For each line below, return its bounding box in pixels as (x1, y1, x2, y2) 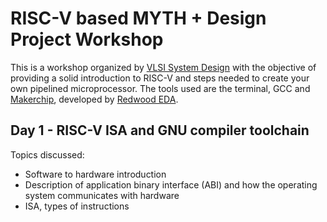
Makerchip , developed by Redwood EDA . (10, 93, 179, 105)
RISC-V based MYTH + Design (10, 7, 267, 30)
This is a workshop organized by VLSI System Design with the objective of (10, 61, 317, 73)
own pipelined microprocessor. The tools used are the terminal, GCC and (10, 82, 311, 94)
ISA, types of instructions (24, 200, 130, 212)
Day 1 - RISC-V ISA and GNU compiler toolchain (10, 122, 310, 139)
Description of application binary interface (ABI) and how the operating (24, 178, 318, 191)
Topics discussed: (10, 148, 85, 161)
